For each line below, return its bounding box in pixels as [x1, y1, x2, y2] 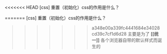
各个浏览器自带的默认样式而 [100, 37, 158, 43]
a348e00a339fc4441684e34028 [91, 25, 160, 31]
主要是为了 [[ [127, 31, 154, 36]
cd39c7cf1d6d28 [91, 31, 127, 36]
